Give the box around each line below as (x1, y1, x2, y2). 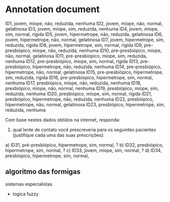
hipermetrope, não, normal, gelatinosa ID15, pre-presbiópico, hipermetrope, (5, 69, 163, 75)
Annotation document (5, 4, 100, 15)
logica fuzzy (12, 191, 39, 197)
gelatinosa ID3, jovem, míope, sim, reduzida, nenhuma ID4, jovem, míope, (5, 25, 159, 32)
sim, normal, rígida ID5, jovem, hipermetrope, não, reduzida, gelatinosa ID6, (5, 31, 163, 37)
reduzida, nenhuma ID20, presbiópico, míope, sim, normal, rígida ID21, (5, 91, 152, 97)
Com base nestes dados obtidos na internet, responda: (5, 117, 120, 123)
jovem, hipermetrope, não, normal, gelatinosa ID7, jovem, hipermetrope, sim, (5, 37, 165, 43)
